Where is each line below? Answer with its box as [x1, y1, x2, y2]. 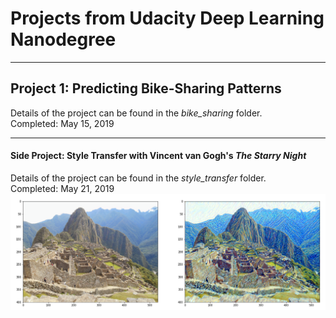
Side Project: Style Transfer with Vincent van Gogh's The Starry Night [10, 150, 307, 162]
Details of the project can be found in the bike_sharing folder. [10, 107, 263, 119]
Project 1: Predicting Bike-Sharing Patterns [10, 80, 282, 97]
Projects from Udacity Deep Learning [10, 7, 325, 30]
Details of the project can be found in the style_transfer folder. [10, 172, 267, 184]
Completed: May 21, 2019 [10, 182, 115, 194]
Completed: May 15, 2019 [10, 117, 115, 129]
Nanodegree [10, 28, 117, 51]
